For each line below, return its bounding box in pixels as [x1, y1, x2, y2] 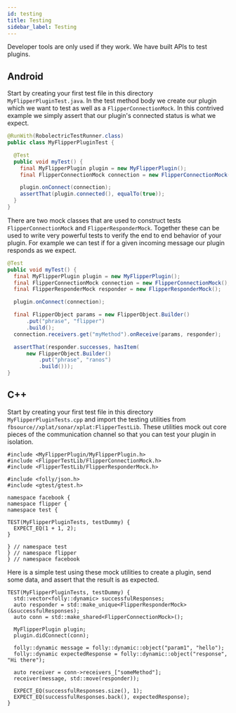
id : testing [7, 10, 42, 18]
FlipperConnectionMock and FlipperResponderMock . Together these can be [7, 223, 220, 232]
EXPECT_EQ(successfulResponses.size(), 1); [13, 687, 143, 694]
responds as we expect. [7, 246, 77, 254]
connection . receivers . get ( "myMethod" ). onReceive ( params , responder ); [13, 331, 221, 338]
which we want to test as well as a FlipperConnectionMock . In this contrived [7, 104, 224, 112]
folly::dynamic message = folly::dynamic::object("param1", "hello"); [13, 644, 225, 651]
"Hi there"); [7, 656, 46, 664]
